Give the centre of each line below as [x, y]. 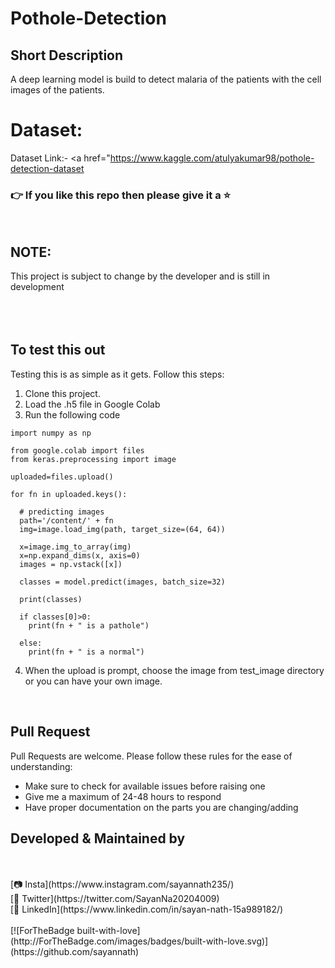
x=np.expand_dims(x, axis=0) [80, 555]
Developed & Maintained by [98, 838]
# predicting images [62, 512]
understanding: [41, 766]
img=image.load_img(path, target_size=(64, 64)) [122, 529]
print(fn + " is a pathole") [89, 625]
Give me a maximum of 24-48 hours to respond [123, 796]
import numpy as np [51, 433]
